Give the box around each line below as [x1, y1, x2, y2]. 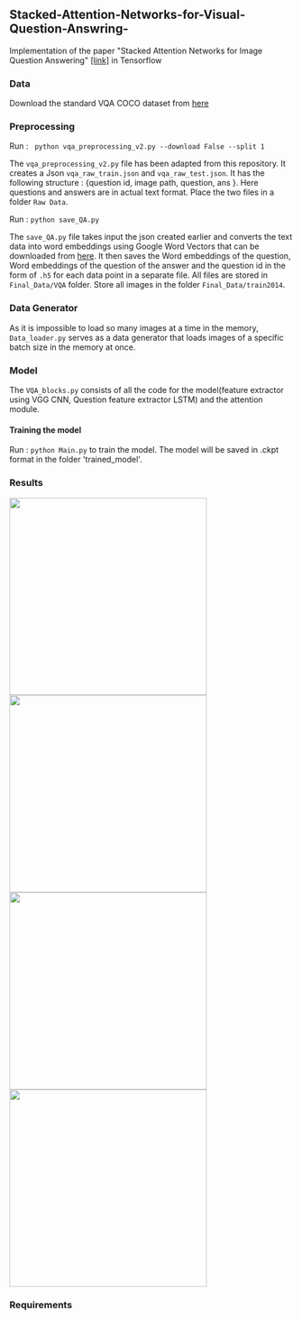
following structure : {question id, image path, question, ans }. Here [9, 178, 259, 188]
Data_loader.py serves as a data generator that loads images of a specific [9, 332, 284, 343]
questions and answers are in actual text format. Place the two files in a [9, 187, 275, 197]
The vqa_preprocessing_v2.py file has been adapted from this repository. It [9, 158, 287, 170]
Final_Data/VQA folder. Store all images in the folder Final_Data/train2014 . [9, 280, 286, 290]
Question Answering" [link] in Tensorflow [9, 54, 162, 66]
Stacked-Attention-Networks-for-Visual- [9, 7, 246, 23]
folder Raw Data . [9, 197, 69, 207]
